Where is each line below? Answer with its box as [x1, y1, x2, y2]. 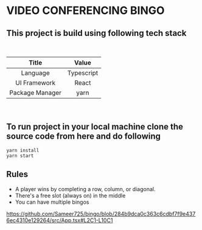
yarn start [6, 153, 34, 159]
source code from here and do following [6, 131, 161, 142]
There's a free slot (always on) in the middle [15, 192, 126, 199]
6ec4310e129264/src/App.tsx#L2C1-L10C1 [6, 217, 113, 224]
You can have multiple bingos [15, 198, 89, 206]
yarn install [6, 147, 40, 153]
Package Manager [9, 89, 62, 97]
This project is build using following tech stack [6, 28, 187, 38]
